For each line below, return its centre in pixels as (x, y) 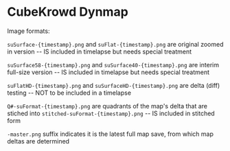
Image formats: (28, 31)
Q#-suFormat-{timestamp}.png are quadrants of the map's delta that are (107, 106)
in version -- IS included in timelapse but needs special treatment (100, 51)
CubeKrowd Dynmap (68, 12)
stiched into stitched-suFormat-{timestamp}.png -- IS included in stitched (111, 113)
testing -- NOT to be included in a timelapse (69, 93)
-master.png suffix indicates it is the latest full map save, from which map (111, 134)
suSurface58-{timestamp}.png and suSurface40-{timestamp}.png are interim (113, 65)
